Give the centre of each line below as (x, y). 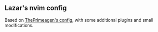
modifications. (19, 25)
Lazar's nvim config (36, 8)
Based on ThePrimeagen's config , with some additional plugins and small (79, 20)
